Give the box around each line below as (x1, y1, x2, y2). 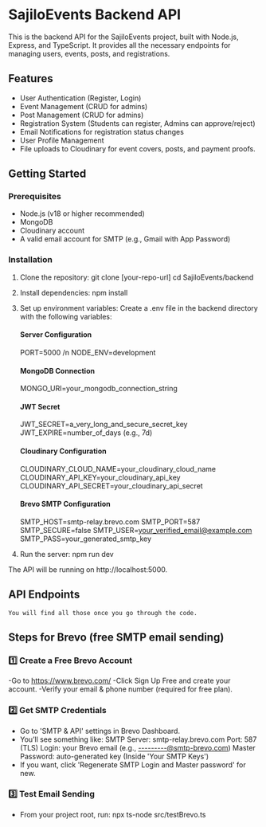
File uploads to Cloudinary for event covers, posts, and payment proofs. (19, 143, 256, 153)
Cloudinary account (19, 225, 85, 236)
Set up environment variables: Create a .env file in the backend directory (19, 303, 259, 312)
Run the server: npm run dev (19, 549, 114, 559)
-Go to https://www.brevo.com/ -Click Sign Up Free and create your (8, 676, 231, 686)
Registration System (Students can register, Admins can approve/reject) (19, 118, 256, 128)
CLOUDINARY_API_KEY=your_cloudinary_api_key (19, 472, 181, 482)
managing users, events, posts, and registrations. (8, 49, 170, 58)
